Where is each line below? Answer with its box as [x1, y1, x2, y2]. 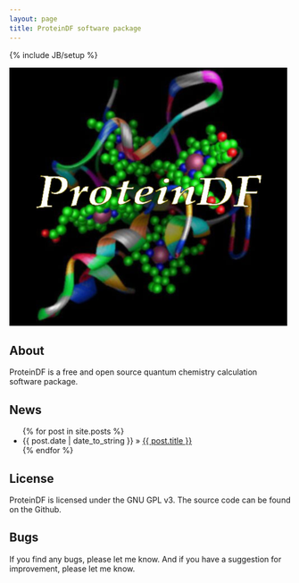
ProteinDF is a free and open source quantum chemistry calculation [9, 367, 258, 377]
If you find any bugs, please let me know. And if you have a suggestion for [9, 553, 282, 564]
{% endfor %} [21, 445, 74, 456]
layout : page [9, 14, 58, 23]
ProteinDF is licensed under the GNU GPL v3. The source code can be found [9, 494, 291, 505]
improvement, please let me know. [9, 563, 136, 574]
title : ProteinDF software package [9, 23, 142, 33]
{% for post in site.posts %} [21, 426, 125, 437]
